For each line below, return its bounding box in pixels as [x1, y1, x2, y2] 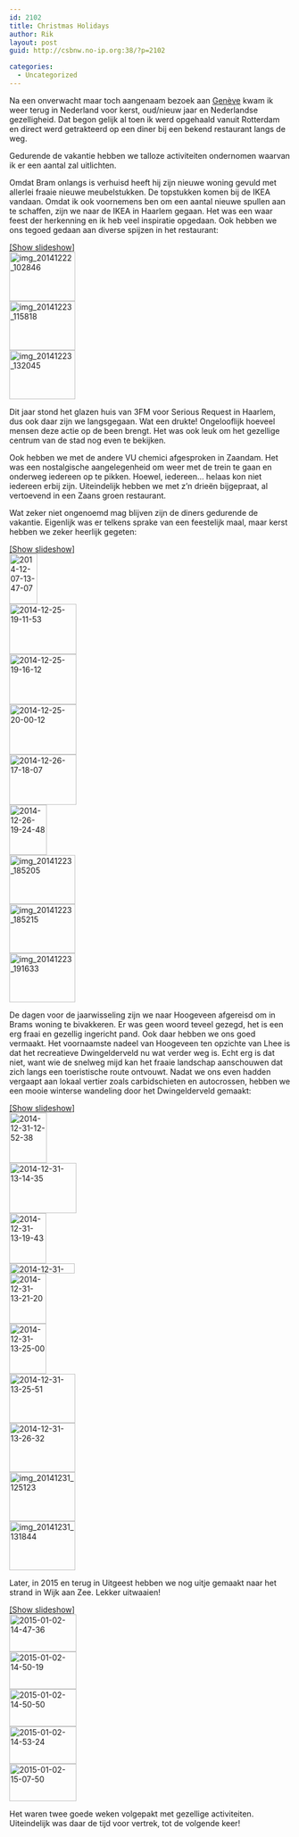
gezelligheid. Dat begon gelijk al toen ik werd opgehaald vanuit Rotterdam [9, 113, 280, 125]
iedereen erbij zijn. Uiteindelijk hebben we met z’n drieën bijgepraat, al [9, 480, 269, 491]
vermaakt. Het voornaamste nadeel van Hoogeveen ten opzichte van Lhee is [9, 1037, 291, 1049]
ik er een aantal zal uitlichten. [9, 160, 117, 170]
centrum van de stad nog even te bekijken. [9, 435, 167, 445]
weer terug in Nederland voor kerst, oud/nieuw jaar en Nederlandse [9, 104, 259, 115]
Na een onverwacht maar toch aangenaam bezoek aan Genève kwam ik [9, 95, 274, 105]
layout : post [9, 37, 58, 47]
